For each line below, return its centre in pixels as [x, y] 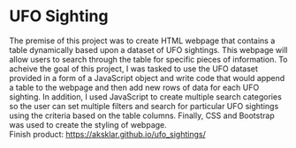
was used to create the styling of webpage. [88, 124]
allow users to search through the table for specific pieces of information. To [148, 59]
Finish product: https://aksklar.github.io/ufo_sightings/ [107, 134]
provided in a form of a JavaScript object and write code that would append [147, 78]
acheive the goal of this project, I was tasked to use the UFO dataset [134, 69]
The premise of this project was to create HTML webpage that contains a [142, 41]
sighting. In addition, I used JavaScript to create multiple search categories [146, 96]
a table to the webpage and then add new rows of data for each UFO [134, 87]
